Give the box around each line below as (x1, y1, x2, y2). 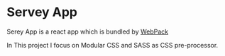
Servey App (6, 4, 78, 20)
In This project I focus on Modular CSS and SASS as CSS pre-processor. (6, 41, 219, 49)
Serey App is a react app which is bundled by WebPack (6, 27, 169, 36)
